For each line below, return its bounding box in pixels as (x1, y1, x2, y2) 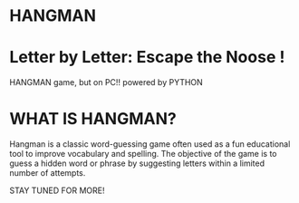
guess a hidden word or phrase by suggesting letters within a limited (9, 158, 265, 169)
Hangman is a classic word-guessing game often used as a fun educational (9, 139, 291, 150)
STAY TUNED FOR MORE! (9, 185, 106, 196)
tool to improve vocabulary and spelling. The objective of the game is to (9, 149, 278, 159)
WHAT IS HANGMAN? (9, 109, 177, 130)
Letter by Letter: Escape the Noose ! (9, 47, 285, 68)
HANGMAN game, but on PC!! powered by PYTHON (9, 77, 204, 88)
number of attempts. (9, 168, 86, 179)
